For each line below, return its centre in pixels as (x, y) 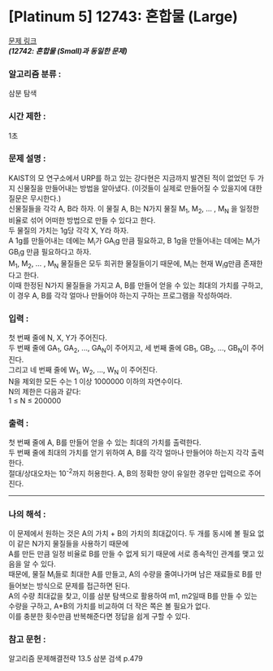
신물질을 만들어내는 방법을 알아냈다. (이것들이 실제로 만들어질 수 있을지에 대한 (139, 188)
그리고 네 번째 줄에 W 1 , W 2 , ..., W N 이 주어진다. (83, 371)
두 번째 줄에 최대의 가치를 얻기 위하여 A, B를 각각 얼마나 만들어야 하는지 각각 (129, 453)
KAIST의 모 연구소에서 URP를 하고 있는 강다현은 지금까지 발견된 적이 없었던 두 (132, 178)
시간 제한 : (27, 116)
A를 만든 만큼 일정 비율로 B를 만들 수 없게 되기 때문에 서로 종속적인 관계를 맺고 (132, 554)
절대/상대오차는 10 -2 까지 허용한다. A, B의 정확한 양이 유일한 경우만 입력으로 (127, 473)
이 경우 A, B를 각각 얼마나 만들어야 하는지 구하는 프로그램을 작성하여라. (120, 296)
